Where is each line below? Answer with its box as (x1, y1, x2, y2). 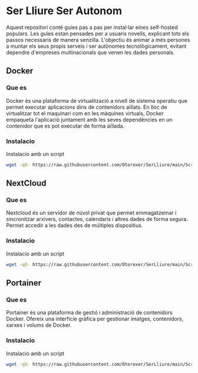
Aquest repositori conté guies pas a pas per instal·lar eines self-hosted (6, 24, 178, 31)
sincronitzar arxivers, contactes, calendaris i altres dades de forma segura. (6, 216, 189, 223)
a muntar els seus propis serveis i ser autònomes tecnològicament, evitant (6, 43, 187, 50)
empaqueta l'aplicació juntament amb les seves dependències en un (6, 116, 173, 123)
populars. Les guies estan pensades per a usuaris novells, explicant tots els (6, 30, 190, 37)
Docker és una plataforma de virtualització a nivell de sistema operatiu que (6, 97, 187, 104)
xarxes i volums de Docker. (6, 322, 72, 329)
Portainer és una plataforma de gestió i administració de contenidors (6, 309, 173, 316)
